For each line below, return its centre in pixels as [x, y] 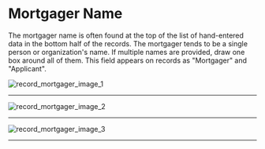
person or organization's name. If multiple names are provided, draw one [127, 52]
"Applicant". [28, 68]
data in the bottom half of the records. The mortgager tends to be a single [128, 43]
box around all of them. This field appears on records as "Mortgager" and [127, 60]
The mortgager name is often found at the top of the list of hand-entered [126, 35]
